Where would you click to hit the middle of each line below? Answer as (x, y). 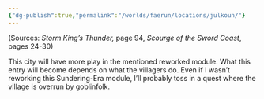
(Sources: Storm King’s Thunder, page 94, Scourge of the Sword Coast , (125, 38)
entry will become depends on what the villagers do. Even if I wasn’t (119, 70)
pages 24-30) (31, 46)
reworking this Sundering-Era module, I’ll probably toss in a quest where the (132, 78)
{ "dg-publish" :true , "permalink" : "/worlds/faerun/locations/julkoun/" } (127, 15)
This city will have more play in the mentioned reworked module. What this (130, 61)
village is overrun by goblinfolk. (59, 86)
